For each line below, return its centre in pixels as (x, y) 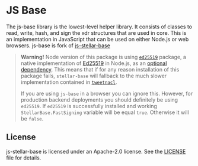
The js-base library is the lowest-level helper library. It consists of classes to (99, 27)
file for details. (24, 158)
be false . (32, 118)
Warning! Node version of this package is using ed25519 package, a (103, 57)
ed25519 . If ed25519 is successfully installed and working (89, 106)
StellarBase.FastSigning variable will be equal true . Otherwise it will (105, 112)
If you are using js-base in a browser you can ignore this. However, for (107, 93)
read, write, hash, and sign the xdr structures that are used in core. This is (96, 32)
